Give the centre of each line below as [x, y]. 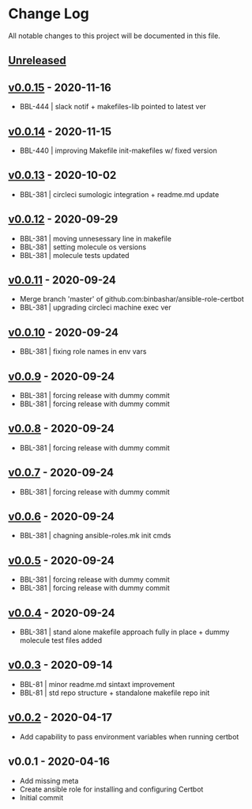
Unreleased [38, 61]
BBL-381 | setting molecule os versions [83, 247]
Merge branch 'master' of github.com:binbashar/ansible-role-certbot [132, 299]
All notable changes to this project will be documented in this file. [115, 36]
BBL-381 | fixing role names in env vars [83, 351]
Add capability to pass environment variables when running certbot [129, 736]
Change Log [49, 14]
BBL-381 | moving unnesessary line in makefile [96, 238]
